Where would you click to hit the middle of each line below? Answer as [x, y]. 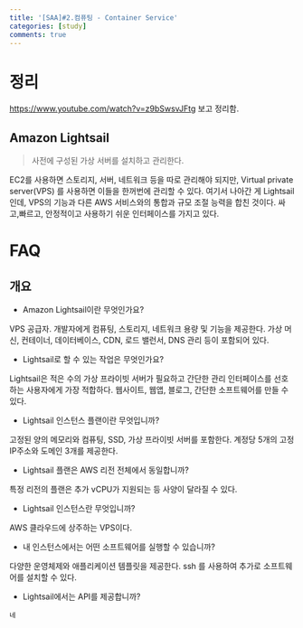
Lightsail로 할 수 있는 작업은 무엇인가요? [93, 360]
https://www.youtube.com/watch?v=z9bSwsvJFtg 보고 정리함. [124, 108]
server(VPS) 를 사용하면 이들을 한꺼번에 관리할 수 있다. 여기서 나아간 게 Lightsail [152, 192]
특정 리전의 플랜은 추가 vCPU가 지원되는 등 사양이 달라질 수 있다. [123, 490]
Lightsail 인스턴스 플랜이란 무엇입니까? [91, 420]
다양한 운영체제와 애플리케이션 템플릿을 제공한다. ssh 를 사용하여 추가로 [135, 567]
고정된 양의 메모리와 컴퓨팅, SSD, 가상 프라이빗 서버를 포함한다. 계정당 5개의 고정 [152, 440]
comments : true [38, 34]
